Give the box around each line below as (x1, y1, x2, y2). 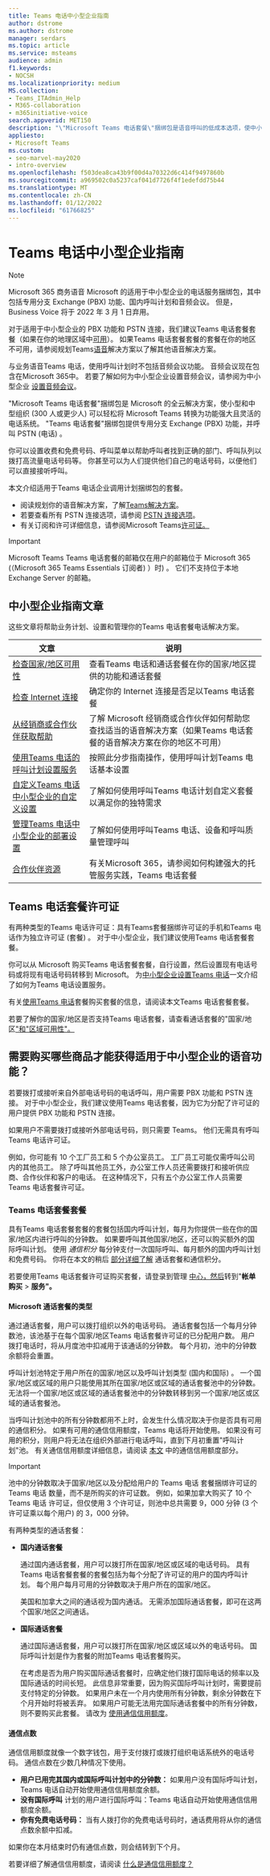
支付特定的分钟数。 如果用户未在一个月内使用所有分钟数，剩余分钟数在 (19, 1689, 255, 1698)
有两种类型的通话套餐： (8, 1525, 86, 1535)
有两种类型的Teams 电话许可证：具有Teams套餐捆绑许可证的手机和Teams (8, 922, 253, 932)
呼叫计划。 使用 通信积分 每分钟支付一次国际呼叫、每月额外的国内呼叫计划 (14, 1244, 261, 1254)
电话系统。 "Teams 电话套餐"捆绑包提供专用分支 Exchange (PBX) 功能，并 (8, 419, 254, 429)
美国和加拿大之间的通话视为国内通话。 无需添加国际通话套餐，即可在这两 (19, 1597, 262, 1607)
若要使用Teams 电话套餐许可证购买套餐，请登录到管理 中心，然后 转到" (8, 1272, 243, 1282)
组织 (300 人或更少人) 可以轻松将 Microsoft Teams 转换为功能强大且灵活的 (14, 409, 261, 418)
